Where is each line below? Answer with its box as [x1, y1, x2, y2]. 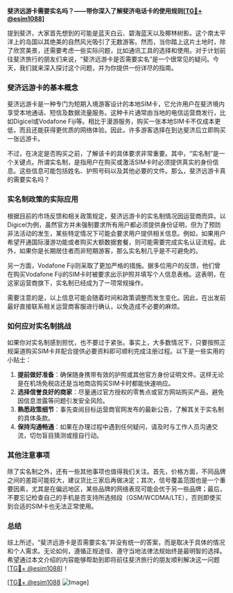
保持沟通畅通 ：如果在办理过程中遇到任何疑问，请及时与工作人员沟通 [17, 422, 212, 430]
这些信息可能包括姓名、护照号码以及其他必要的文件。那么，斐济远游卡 [19, 167, 220, 175]
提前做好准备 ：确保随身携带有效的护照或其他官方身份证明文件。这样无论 [17, 370, 224, 378]
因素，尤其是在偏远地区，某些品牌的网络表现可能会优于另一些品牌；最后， [12, 485, 226, 493]
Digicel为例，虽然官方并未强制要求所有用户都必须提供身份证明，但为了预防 [7, 220, 222, 229]
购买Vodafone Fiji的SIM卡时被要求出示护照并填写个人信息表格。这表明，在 [12, 270, 226, 278]
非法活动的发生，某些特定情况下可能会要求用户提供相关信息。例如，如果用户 [7, 229, 226, 237]
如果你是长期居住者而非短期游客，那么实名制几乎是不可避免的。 [19, 246, 202, 254]
